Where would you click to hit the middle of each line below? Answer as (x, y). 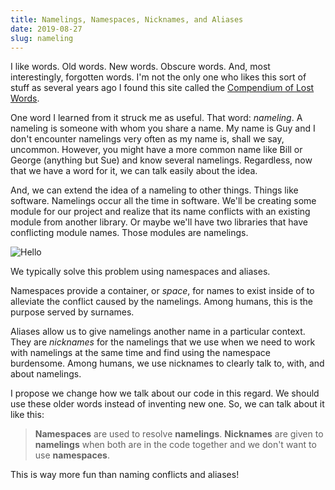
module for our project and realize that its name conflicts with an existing (160, 212)
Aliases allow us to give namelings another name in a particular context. (158, 332)
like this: (27, 415)
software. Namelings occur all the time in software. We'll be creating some (163, 201)
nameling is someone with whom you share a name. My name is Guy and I (163, 128)
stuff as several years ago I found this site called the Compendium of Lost (162, 88)
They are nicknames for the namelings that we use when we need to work (163, 342)
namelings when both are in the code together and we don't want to (175, 445)
